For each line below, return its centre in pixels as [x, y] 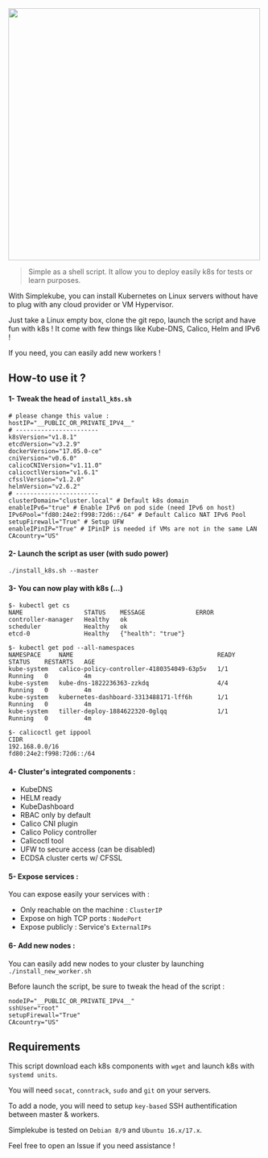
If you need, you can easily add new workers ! [85, 353]
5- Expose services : [43, 876]
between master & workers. [54, 1114]
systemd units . [33, 1075]
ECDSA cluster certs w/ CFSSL [71, 858]
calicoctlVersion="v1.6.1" [54, 472]
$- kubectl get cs [39, 606]
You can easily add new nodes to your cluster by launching [106, 964]
